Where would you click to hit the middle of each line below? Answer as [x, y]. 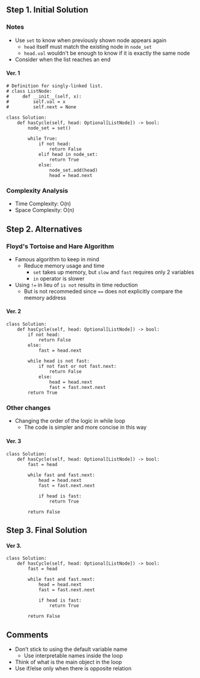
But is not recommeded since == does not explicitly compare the [103, 291]
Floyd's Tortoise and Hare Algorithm [60, 246]
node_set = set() [49, 128]
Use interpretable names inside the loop [73, 655]
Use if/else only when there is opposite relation [73, 668]
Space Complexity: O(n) [45, 210]
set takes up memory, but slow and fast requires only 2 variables [114, 272]
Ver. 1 [13, 73]
